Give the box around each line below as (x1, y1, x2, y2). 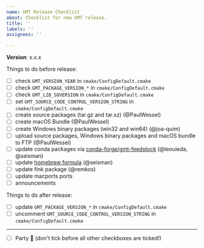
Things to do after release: (6, 191, 73, 199)
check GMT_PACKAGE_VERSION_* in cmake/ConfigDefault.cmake (15, 84, 165, 91)
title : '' (6, 20, 32, 26)
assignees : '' (6, 32, 42, 38)
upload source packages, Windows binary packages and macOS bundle (15, 132, 196, 139)
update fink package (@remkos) (15, 165, 96, 172)
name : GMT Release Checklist (6, 9, 80, 15)
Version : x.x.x (6, 54, 41, 61)
